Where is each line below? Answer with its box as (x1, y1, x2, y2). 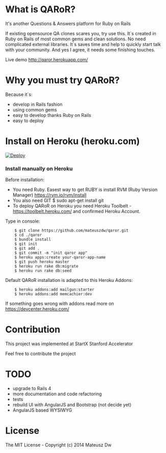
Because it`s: (5, 91, 33, 98)
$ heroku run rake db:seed (14, 268, 72, 274)
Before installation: (5, 177, 45, 183)
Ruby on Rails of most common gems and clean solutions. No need (5, 36, 146, 42)
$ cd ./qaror (14, 232, 42, 238)
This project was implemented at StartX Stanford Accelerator (5, 341, 133, 347)
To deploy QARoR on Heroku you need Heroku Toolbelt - (12, 203, 131, 209)
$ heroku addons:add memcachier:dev (14, 292, 93, 297)
